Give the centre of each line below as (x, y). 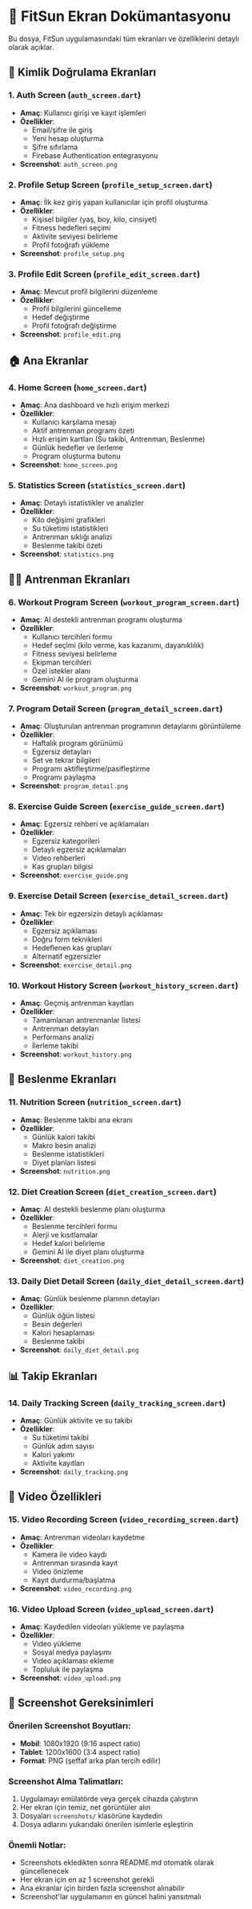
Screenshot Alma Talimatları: (66, 1781)
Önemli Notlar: (37, 1845)
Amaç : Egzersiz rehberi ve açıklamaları (84, 824)
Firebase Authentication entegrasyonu (95, 155)
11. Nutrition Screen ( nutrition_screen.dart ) (95, 1102)
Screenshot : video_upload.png (70, 1678)
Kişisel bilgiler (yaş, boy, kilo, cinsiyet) (94, 219)
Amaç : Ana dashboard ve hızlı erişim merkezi (94, 405)
